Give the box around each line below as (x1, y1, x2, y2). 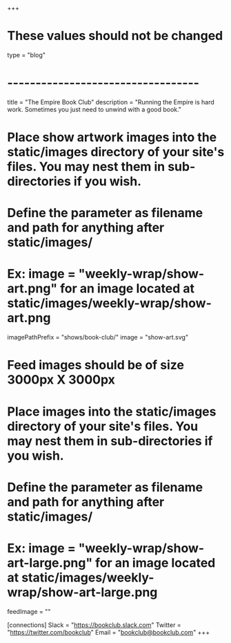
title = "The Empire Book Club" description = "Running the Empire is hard (7, 97, 215, 106)
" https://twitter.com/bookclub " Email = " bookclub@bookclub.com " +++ (7, 628, 210, 636)
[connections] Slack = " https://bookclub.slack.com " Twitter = (7, 620, 181, 629)
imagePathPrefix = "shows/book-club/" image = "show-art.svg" (7, 333, 188, 342)
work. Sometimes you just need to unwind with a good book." (7, 105, 181, 113)
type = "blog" (7, 50, 46, 59)
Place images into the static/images (7, 404, 217, 419)
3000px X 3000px (7, 372, 116, 388)
